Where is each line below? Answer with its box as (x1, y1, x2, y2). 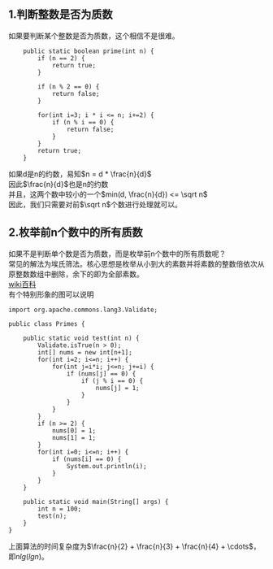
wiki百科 (8, 279, 37, 289)
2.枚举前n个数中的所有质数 (8, 226, 144, 240)
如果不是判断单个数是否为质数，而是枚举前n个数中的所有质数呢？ (8, 249, 227, 258)
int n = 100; (37, 505, 82, 513)
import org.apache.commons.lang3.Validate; (8, 306, 158, 314)
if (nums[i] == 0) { (51, 454, 122, 463)
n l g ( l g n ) (15, 551, 42, 561)
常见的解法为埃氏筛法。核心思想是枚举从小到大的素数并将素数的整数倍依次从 (8, 258, 265, 268)
